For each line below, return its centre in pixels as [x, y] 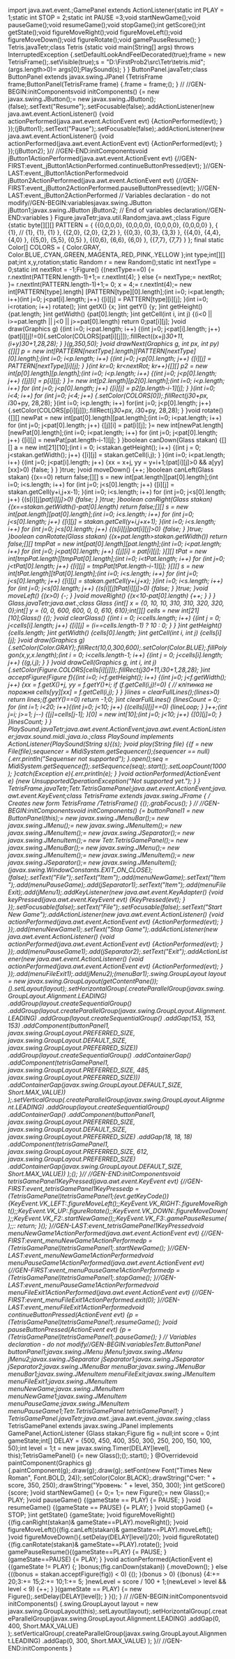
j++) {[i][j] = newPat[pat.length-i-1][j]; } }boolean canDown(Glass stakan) [113, 440]
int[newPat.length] [197, 425]
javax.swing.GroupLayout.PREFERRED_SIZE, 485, [79, 1070]
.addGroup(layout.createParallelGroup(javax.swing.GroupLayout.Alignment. [117, 1011]
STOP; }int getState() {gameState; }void [65, 1515]
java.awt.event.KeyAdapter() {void [174, 892]
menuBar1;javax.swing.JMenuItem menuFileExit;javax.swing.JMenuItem [112, 1374]
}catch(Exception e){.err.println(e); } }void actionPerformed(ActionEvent [117, 773]
